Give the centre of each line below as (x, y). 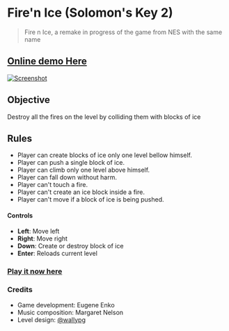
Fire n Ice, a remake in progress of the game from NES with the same (123, 32)
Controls (20, 215)
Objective (29, 100)
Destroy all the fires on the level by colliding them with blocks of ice (104, 117)
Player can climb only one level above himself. (84, 170)
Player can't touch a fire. (53, 185)
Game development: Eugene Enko (66, 305)
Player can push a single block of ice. (71, 163)
